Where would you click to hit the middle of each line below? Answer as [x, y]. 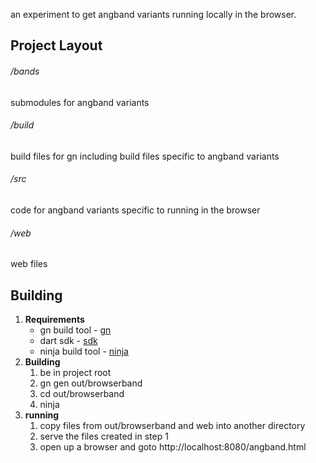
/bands [25, 71]
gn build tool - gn [75, 330]
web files [29, 264]
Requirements [54, 320]
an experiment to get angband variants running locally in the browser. [153, 14]
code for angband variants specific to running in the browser [135, 210]
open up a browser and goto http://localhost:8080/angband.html [173, 447]
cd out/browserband [82, 394]
